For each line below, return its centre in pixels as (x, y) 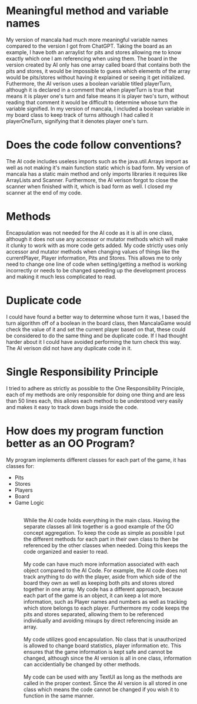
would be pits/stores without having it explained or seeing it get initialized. (96, 77)
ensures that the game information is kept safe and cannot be (98, 652)
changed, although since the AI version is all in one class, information (107, 658)
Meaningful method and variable (87, 11)
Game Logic (29, 502)
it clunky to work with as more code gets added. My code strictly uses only (97, 245)
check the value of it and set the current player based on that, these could (96, 329)
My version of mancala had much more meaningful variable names (87, 40)
